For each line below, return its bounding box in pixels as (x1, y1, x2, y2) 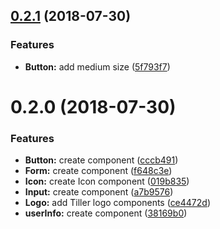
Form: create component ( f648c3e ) (24, 165, 173, 177)
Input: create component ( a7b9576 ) (24, 186, 174, 198)
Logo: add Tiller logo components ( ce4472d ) (24, 197, 212, 209)
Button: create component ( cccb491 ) (24, 154, 179, 166)
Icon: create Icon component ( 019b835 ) (24, 175, 190, 188)
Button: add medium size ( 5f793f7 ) (24, 60, 171, 73)
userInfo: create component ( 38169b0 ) (24, 207, 188, 219)
